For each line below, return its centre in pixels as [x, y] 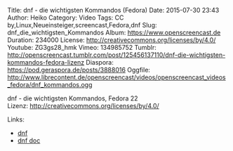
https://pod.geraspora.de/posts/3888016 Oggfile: [79, 70]
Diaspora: [100, 62]
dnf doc [29, 140]
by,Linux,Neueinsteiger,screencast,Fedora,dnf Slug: [82, 25]
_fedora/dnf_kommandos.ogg [50, 85]
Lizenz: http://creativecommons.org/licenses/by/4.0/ [83, 106]
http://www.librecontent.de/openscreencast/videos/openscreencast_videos [116, 77]
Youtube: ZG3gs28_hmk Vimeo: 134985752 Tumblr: [82, 47]
